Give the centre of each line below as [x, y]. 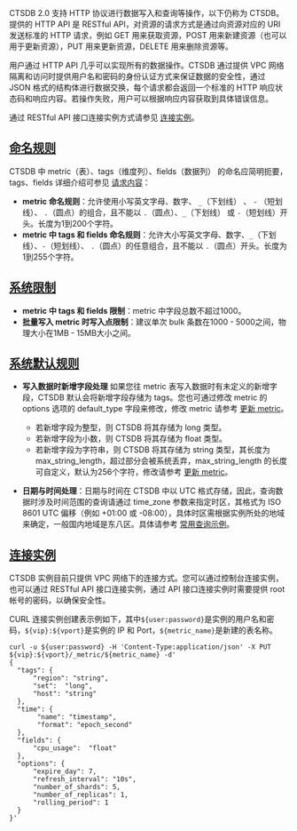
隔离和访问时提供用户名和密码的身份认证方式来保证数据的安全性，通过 [137, 76]
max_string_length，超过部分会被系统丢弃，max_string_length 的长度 [161, 461]
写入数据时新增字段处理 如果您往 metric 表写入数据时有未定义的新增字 [149, 387]
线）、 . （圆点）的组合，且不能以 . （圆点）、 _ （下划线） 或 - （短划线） [151, 212]
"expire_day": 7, [65, 771]
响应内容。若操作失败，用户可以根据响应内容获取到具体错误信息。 [152, 99]
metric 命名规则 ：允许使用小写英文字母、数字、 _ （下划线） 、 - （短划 [152, 201]
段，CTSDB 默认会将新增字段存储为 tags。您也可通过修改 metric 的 [145, 397]
